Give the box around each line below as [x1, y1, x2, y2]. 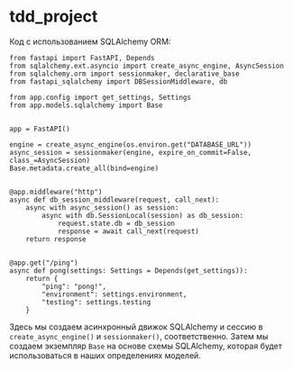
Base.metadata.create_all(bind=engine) [9, 164, 160, 173]
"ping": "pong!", [41, 282, 106, 291]
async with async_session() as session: [25, 203, 179, 212]
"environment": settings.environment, [41, 290, 188, 299]
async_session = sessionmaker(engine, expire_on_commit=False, [9, 148, 252, 157]
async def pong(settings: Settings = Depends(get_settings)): [9, 266, 248, 275]
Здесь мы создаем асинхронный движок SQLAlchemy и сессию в [9, 321, 263, 332]
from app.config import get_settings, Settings [9, 93, 192, 102]
